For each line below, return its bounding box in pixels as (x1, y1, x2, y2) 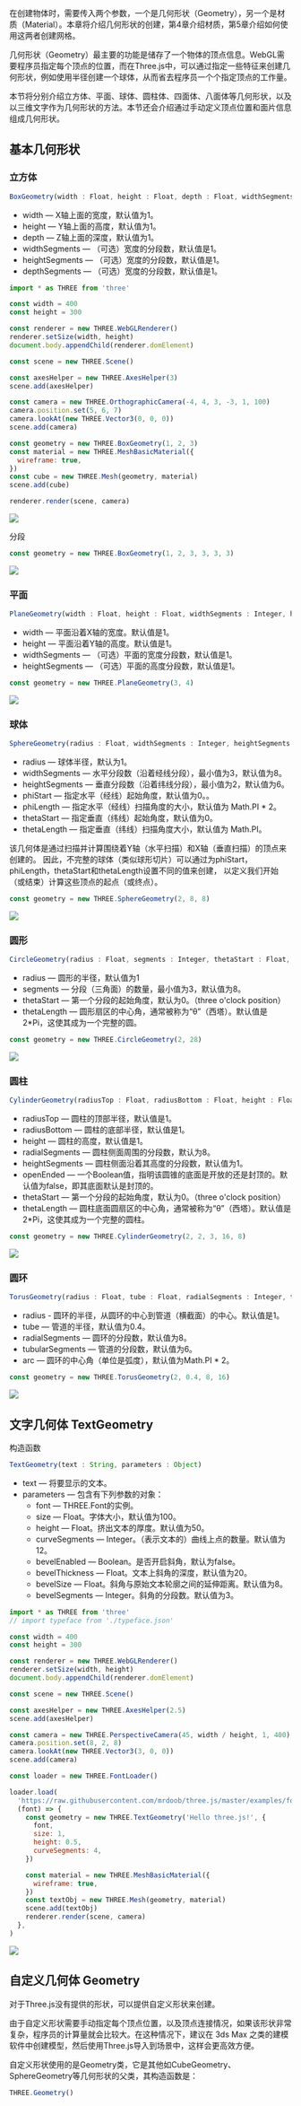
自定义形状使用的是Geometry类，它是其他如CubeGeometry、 (9, 2058, 236, 2070)
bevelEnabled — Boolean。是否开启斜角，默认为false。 (35, 1556, 240, 1567)
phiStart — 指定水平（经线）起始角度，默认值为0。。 (21, 791, 215, 801)
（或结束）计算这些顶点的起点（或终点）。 (9, 877, 163, 887)
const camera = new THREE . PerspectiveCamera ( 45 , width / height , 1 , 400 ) (9, 1730, 291, 1739)
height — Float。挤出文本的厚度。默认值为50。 (35, 1522, 210, 1533)
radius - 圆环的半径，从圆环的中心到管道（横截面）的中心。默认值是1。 (21, 1310, 285, 1321)
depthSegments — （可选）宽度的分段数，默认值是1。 (21, 266, 222, 276)
